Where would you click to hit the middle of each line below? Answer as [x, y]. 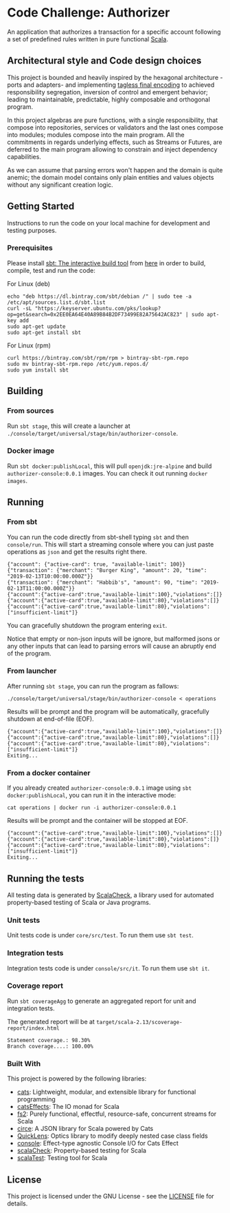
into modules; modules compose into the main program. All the [96, 134]
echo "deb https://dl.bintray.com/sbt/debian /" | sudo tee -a [100, 296]
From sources [31, 411]
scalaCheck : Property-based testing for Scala [81, 1151]
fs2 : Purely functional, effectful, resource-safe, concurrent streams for [117, 1114]
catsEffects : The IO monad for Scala [68, 1107]
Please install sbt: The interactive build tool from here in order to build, [106, 263]
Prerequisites [30, 248]
